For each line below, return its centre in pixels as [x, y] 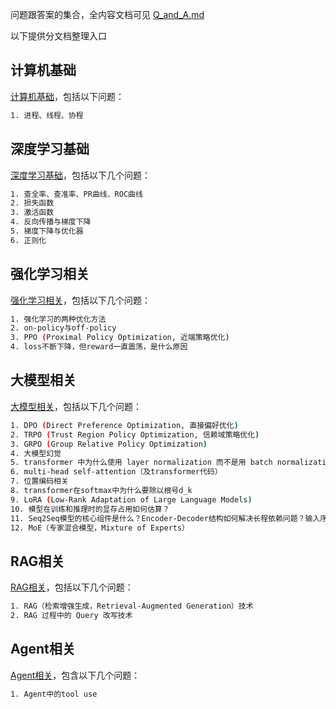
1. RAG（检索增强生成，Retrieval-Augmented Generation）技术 [132, 606]
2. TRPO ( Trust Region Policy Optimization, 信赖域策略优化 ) [135, 434]
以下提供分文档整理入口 [58, 36]
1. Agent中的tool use [54, 694]
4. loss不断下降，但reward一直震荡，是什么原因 [99, 347]
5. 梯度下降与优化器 [47, 231]
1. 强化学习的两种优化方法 [58, 319]
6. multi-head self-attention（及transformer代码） [116, 472]
